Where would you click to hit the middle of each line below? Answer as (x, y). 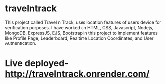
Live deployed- (37, 63)
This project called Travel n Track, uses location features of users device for (83, 22)
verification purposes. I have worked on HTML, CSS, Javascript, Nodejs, (79, 27)
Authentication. (21, 43)
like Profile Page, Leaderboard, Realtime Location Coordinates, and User (79, 38)
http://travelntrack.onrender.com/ (77, 74)
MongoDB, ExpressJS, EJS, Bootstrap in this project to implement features (81, 33)
